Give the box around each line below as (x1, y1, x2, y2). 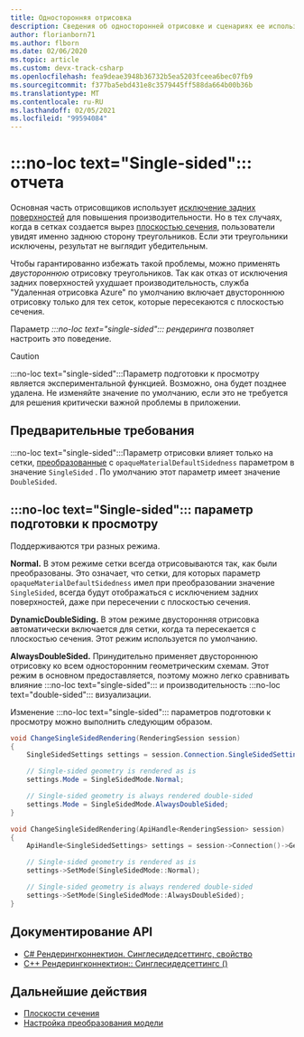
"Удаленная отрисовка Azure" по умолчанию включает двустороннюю (10, 287, 285, 298)
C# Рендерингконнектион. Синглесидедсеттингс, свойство (23, 948, 253, 959)
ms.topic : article (10, 55, 79, 64)
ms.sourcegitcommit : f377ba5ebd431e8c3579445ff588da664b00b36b (10, 80, 253, 90)
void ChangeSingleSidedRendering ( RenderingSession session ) (10, 733, 242, 742)
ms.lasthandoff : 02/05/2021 (10, 106, 116, 115)
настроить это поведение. (10, 334, 112, 344)
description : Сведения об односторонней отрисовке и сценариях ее (10, 22, 265, 31)
